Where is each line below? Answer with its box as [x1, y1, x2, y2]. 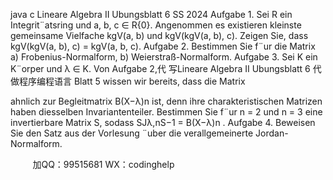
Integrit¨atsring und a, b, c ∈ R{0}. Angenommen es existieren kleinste [10, 19, 302, 31]
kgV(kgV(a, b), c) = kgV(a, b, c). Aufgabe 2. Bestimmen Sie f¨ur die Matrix [10, 40, 316, 52]
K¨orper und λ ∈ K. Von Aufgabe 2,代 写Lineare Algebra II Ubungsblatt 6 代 [10, 63, 322, 74]
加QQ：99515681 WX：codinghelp [32, 159, 175, 170]
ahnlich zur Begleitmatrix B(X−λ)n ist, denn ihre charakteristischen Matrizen [10, 95, 323, 107]
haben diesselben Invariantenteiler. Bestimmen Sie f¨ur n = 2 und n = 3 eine [10, 106, 323, 118]
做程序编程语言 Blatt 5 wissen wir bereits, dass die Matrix [10, 75, 246, 87]
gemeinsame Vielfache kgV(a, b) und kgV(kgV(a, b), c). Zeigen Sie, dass [10, 30, 309, 41]
